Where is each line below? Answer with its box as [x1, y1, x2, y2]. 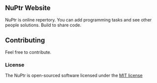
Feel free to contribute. [5, 49, 52, 55]
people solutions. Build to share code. [5, 22, 81, 28]
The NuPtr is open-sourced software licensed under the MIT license [5, 72, 143, 78]
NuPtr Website [5, 4, 51, 12]
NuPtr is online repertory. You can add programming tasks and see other [5, 17, 152, 22]
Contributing [5, 36, 45, 44]
